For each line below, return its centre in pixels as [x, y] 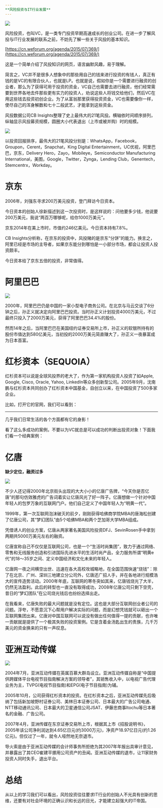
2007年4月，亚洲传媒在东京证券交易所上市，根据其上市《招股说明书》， [76, 724]
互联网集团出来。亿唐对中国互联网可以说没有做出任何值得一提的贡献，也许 [79, 616]
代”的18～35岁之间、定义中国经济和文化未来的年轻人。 [60, 559]
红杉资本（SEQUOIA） [50, 362]
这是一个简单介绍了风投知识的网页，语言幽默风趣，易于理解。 [67, 64]
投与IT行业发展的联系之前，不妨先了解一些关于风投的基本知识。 [69, 39]
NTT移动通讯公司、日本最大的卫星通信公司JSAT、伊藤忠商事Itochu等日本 [78, 708]
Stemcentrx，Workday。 [30, 165]
